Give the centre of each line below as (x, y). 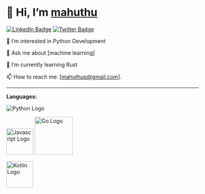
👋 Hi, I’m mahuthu (52, 12)
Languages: (22, 96)
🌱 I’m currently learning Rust (42, 64)
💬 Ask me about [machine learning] (51, 53)
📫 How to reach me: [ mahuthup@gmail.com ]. (64, 77)
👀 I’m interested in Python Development (56, 41)
